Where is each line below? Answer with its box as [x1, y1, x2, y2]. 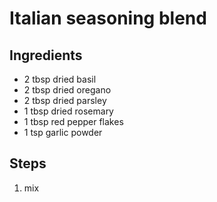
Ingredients [9, 47, 83, 64]
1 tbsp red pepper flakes [23, 116, 124, 127]
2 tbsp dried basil [23, 73, 97, 85]
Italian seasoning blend [9, 7, 207, 30]
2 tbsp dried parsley [23, 95, 107, 106]
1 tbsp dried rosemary [23, 105, 114, 117]
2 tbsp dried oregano [23, 84, 112, 96]
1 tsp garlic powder [23, 127, 103, 138]
